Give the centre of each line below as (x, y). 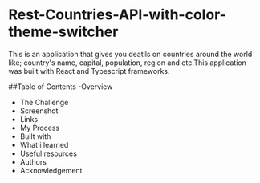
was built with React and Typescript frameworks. (89, 71)
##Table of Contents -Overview (61, 87)
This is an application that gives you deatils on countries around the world (130, 54)
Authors (33, 161)
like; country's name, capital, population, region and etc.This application (127, 63)
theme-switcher (63, 32)
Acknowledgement (51, 170)
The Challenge (44, 102)
